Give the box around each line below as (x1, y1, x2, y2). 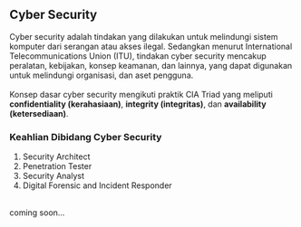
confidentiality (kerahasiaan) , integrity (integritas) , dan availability (9, 99, 267, 109)
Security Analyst (22, 171, 84, 182)
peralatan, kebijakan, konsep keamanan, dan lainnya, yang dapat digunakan (9, 60, 293, 71)
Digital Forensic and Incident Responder (22, 180, 172, 191)
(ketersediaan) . (9, 108, 69, 118)
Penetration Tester (22, 161, 92, 172)
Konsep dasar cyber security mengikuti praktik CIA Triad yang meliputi (9, 89, 274, 99)
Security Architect (22, 151, 91, 162)
